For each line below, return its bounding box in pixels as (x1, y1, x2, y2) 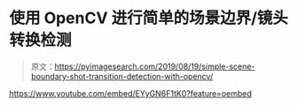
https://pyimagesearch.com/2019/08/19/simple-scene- (54, 61, 255, 72)
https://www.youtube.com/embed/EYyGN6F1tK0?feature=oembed (9, 88, 253, 98)
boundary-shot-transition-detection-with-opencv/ (30, 71, 214, 81)
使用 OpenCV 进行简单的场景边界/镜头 (9, 8, 289, 28)
